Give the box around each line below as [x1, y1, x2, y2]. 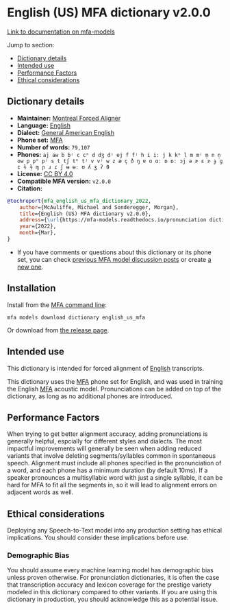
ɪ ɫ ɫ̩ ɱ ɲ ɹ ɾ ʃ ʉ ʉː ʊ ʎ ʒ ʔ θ [16, 163, 110, 171]
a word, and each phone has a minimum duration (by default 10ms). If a [7, 466, 208, 474]
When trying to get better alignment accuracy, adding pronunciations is [7, 430, 208, 438]
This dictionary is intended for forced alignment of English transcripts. [7, 364, 205, 372]
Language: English [16, 121, 71, 130]
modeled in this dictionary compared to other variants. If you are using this [7, 588, 218, 596]
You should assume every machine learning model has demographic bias [7, 566, 214, 574]
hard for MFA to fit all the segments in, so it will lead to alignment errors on [7, 481, 218, 489]
